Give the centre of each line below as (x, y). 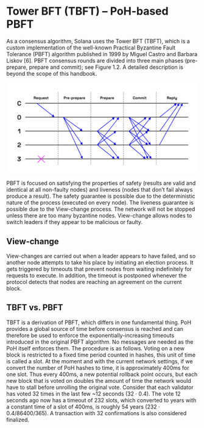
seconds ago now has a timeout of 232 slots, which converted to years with (101, 400)
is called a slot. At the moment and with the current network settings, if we (100, 361)
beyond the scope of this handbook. (52, 73)
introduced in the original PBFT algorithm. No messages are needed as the (100, 342)
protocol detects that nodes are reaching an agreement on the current (94, 281)
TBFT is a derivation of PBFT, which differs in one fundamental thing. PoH (99, 322)
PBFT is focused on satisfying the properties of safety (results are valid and (101, 183)
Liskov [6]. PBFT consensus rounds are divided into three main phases (95, 60)
